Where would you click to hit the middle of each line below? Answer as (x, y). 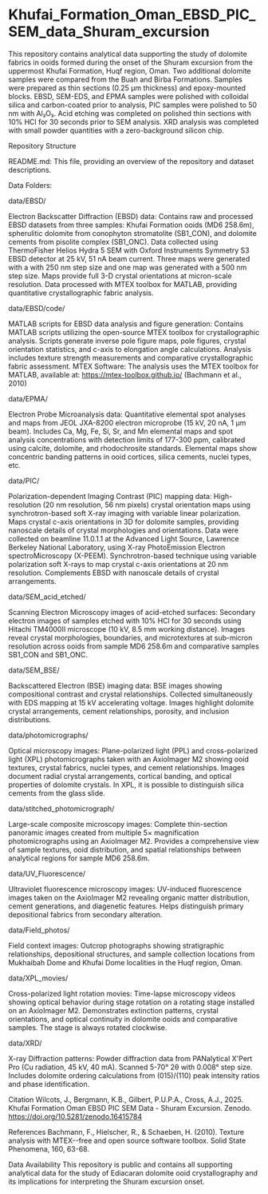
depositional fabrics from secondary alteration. (85, 914)
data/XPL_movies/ (38, 978)
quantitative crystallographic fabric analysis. (81, 293)
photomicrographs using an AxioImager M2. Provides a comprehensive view (134, 841)
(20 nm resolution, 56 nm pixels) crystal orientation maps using (147, 505)
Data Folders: (30, 185)
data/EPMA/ (28, 398)
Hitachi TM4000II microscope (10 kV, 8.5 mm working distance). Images (127, 629)
